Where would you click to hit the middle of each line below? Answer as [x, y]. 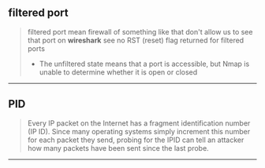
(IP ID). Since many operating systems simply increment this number [139, 131]
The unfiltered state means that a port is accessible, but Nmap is [144, 64]
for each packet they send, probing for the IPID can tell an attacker [136, 140]
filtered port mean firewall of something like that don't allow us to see [140, 31]
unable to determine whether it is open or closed [118, 72]
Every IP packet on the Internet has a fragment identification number [139, 123]
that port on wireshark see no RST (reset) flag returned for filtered [136, 40]
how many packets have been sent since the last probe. [118, 148]
